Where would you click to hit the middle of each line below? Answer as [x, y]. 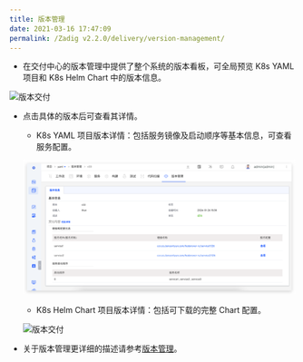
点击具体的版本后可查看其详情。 [82, 116]
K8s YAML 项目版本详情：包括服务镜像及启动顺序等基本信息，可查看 [164, 135]
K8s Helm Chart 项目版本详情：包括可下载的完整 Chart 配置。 [151, 310]
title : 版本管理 [37, 19]
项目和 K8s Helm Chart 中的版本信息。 [94, 78]
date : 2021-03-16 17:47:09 [60, 29]
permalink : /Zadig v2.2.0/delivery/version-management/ [117, 38]
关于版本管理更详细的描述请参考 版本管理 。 [102, 348]
